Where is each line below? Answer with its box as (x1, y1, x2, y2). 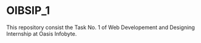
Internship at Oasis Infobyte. (6, 30, 77, 37)
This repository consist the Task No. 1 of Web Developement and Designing (6, 24, 196, 31)
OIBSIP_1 (6, 4, 50, 18)
